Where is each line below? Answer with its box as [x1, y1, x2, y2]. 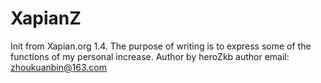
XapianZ [10, 7, 82, 30]
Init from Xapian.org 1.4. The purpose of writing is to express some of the [10, 40, 312, 52]
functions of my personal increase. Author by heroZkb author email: [10, 50, 290, 62]
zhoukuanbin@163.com [10, 61, 107, 73]
